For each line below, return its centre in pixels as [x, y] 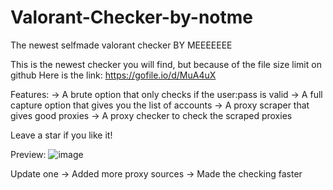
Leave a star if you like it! [61, 135]
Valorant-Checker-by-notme [132, 17]
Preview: [28, 154]
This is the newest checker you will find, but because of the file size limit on [166, 64]
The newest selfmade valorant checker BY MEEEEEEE [121, 45]
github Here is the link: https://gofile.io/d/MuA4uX [113, 75]
